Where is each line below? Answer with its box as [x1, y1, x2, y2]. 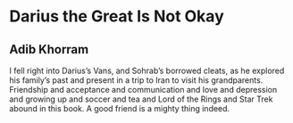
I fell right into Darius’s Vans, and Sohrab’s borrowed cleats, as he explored [9, 65, 285, 76]
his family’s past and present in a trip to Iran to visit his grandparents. [9, 75, 264, 86]
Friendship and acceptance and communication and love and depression [9, 85, 278, 94]
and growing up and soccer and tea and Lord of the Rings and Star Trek [9, 94, 273, 104]
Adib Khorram [9, 42, 89, 57]
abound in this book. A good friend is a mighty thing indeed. [9, 103, 230, 113]
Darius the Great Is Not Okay [9, 6, 225, 27]
